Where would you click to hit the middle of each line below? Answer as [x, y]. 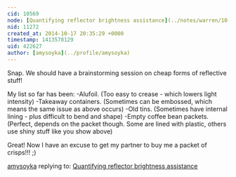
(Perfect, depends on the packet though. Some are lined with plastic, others [117, 124]
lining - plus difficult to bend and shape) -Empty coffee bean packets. [108, 116]
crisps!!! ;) [22, 152]
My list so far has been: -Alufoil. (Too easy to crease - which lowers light [112, 94]
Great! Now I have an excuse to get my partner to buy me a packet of [107, 145]
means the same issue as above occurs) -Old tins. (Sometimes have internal [118, 109]
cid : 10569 [23, 14]
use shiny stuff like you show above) [60, 131]
